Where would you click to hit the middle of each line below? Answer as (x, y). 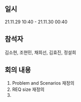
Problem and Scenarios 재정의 (43, 83)
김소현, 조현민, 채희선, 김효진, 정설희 (40, 52)
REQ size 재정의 (28, 90)
